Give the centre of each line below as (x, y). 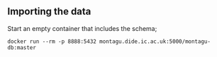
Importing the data (49, 12)
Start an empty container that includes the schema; (82, 28)
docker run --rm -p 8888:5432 (52, 42)
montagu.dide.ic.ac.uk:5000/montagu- (155, 42)
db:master (22, 47)
